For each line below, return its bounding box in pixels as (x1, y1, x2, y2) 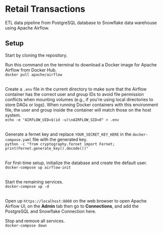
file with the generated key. (32, 136, 88, 142)
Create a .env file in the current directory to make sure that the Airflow (5, 86, 147, 92)
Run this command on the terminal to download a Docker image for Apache (5, 61, 157, 67)
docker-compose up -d (5, 184, 49, 189)
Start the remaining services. (5, 178, 64, 185)
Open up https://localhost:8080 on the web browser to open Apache (5, 198, 147, 204)
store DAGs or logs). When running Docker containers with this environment (5, 102, 158, 108)
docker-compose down (5, 223, 47, 228)
